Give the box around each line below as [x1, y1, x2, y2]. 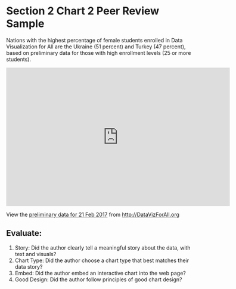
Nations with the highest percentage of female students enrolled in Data [6, 36, 183, 44]
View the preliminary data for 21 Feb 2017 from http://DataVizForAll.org [6, 211, 180, 218]
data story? [14, 263, 43, 270]
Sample [6, 17, 45, 30]
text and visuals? [14, 250, 57, 257]
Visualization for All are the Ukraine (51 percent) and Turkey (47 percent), [6, 43, 186, 50]
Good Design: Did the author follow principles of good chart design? [14, 276, 183, 283]
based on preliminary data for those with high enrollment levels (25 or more [6, 49, 191, 56]
